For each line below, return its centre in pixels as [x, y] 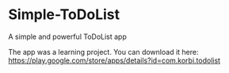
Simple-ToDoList [64, 15]
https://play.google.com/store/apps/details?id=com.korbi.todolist [114, 60]
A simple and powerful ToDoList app [67, 36]
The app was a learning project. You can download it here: [103, 52]
